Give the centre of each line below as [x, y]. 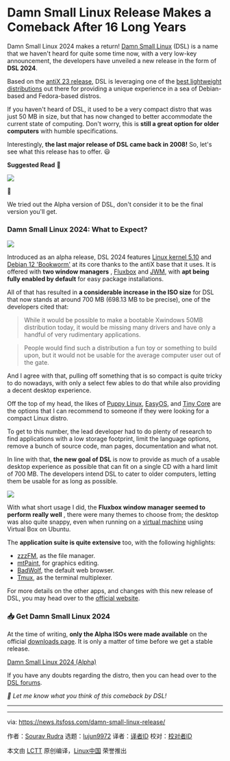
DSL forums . [25, 682]
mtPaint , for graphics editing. [58, 563]
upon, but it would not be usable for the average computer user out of [122, 355]
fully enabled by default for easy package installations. [86, 279]
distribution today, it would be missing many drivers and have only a [120, 328]
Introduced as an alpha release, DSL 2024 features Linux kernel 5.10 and [110, 257]
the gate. [36, 363]
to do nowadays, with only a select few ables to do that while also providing [114, 383]
